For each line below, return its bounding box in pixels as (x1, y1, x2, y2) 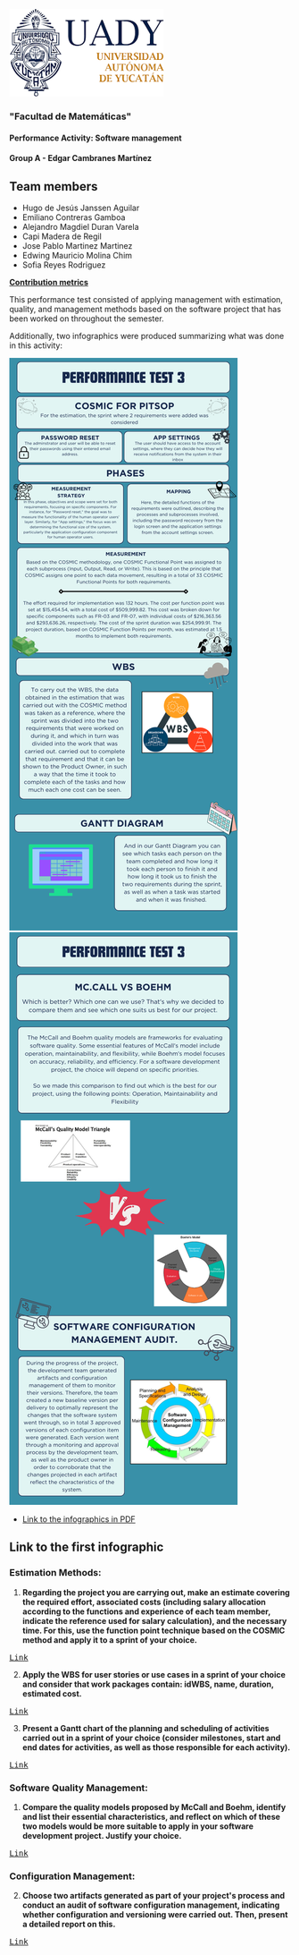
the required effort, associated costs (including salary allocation (21, 1596, 266, 1607)
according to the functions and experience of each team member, (21, 1606, 270, 1617)
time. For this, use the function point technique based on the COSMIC (21, 1625, 286, 1636)
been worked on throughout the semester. (9, 313, 164, 324)
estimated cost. (21, 1687, 82, 1699)
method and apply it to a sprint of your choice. (21, 1634, 198, 1645)
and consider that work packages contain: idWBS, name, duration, (21, 1679, 274, 1689)
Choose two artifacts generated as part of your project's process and (21, 1891, 286, 1901)
